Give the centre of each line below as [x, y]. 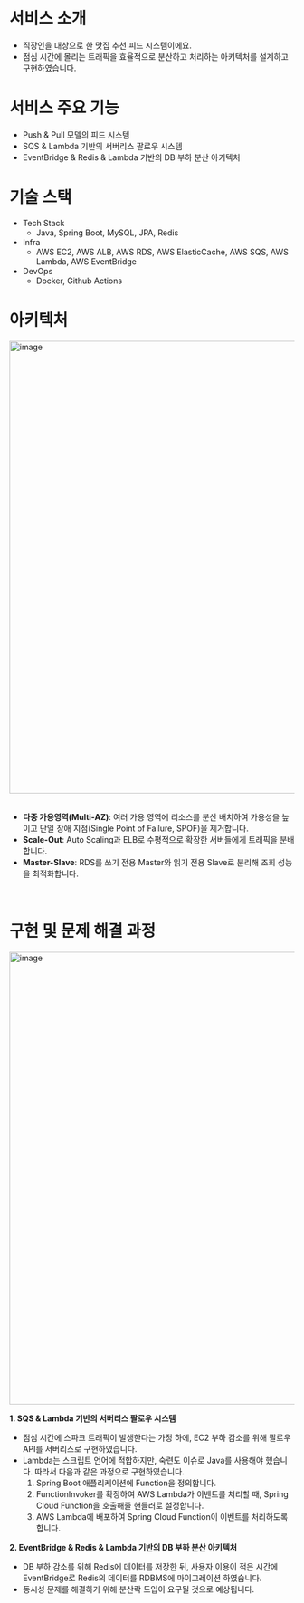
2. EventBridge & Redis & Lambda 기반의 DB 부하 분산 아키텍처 [123, 1547]
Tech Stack [43, 223]
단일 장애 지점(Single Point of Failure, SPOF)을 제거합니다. [144, 828]
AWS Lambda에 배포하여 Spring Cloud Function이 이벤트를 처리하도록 [162, 1516]
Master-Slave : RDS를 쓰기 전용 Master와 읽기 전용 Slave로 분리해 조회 [149, 862]
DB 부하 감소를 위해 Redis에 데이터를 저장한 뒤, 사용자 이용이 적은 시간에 [150, 1566]
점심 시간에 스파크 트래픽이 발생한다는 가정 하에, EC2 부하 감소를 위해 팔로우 [157, 1437]
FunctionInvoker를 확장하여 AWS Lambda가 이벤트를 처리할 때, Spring [162, 1493]
